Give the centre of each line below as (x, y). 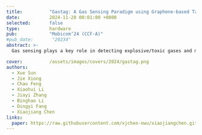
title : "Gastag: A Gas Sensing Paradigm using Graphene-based (98, 12)
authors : (17, 67)
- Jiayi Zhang (29, 95)
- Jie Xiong (27, 79)
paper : (20, 123)
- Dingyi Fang (29, 106)
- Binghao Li (28, 101)
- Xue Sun (24, 73)
